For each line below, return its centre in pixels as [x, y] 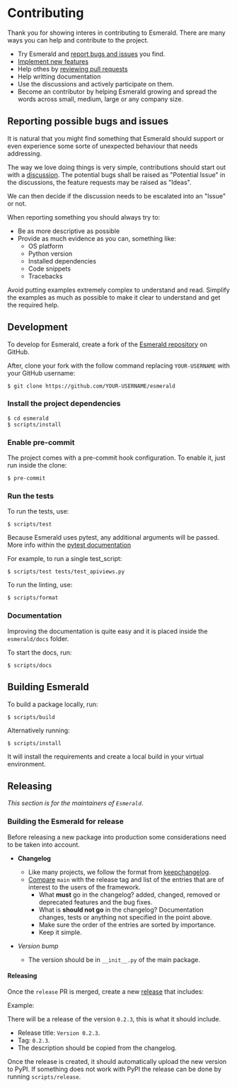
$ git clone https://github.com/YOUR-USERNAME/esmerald [91, 386]
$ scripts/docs [30, 665]
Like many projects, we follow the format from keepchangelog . [119, 872]
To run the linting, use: [40, 585]
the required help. [33, 305]
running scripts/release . [44, 1076]
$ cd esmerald [28, 418]
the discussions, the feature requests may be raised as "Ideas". [100, 182]
